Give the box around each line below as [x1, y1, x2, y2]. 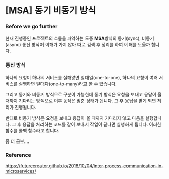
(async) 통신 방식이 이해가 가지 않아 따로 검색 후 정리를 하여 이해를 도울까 [5, 42, 150, 48]
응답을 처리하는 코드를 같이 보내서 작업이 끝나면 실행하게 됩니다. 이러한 [22, 121, 162, 127]
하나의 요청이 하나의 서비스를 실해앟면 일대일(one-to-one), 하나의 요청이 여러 [5, 74, 158, 80]
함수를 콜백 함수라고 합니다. [5, 127, 60, 133]
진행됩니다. [14, 104, 37, 110]
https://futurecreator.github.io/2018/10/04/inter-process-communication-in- [5, 163, 164, 169]
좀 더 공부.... [5, 138, 29, 145]
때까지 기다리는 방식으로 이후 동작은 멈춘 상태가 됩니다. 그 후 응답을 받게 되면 [5, 97, 156, 104]
